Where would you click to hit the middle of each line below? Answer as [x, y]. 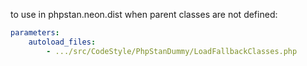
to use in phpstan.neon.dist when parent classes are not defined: [144, 14]
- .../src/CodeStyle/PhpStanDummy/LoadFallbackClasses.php [172, 51]
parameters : [35, 33]
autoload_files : [62, 42]
